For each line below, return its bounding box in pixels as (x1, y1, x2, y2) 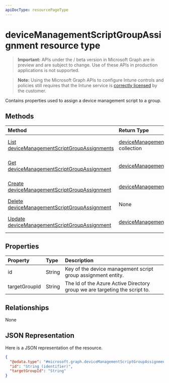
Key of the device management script (64, 266, 153, 273)
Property (8, 257, 30, 264)
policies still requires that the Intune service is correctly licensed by (17, 82, 157, 88)
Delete (8, 198, 24, 205)
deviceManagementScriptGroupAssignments (8, 145, 114, 152)
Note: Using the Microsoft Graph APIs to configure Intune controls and (17, 77, 164, 83)
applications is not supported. (17, 67, 79, 73)
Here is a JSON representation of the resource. (5, 345, 103, 351)
